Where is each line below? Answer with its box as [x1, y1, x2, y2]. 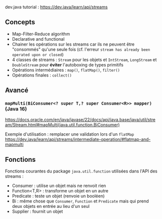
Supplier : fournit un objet [12, 208, 63, 215]
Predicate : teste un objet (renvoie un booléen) [12, 193, 105, 199]
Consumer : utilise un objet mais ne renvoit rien [12, 183, 106, 188]
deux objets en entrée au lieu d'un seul [12, 203, 90, 209]
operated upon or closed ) [12, 51, 64, 57]
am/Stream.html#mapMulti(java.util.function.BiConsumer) [5, 122, 120, 127]
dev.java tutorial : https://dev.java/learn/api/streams [5, 4, 108, 10]
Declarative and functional [12, 36, 65, 42]
